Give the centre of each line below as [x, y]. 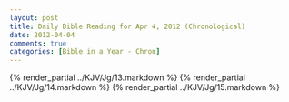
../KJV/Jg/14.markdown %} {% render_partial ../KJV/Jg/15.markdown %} [144, 87]
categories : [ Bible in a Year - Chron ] [85, 52]
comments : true [38, 43]
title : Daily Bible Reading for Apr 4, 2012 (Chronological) [128, 26]
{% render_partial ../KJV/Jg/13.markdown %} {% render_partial [127, 77]
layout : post [34, 18]
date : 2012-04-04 [42, 35]
